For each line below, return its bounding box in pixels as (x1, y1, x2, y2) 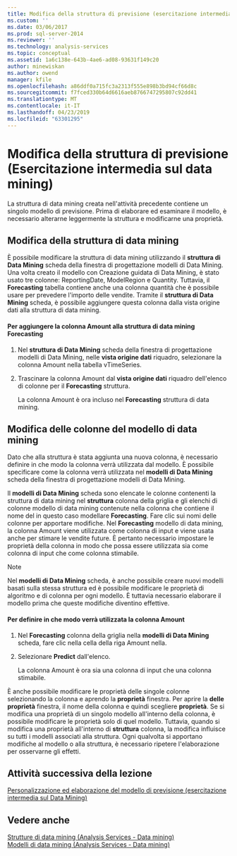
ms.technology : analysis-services (7, 43, 109, 50)
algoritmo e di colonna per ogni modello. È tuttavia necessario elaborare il (7, 591, 221, 600)
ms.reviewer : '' (7, 37, 55, 44)
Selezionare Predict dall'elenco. (17, 652, 111, 660)
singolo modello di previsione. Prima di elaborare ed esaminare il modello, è (7, 206, 227, 215)
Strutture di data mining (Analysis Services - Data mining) (7, 833, 175, 841)
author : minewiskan (7, 63, 65, 70)
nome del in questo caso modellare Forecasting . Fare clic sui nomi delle (7, 511, 217, 520)
